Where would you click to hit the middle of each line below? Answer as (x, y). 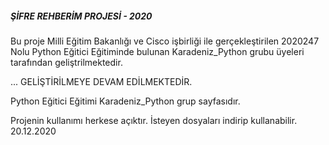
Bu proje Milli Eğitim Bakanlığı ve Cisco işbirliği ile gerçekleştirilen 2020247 (165, 41)
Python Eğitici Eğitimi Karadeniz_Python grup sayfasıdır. (125, 101)
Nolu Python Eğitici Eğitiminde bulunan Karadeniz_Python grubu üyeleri (157, 51)
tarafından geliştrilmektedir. (66, 62)
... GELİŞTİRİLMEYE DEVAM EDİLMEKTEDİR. (101, 81)
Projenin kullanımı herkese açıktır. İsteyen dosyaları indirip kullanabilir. (154, 120)
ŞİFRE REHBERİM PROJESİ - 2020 (81, 16)
